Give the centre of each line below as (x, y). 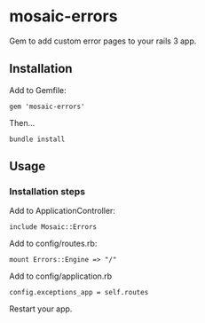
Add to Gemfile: (38, 90)
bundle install (37, 139)
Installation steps (47, 192)
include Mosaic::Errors (53, 227)
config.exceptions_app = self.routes (79, 293)
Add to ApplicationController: (62, 211)
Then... (22, 122)
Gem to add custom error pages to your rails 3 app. (103, 41)
